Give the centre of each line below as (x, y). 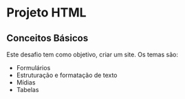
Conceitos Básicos (47, 38)
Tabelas (28, 90)
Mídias (26, 82)
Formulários (33, 68)
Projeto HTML (46, 13)
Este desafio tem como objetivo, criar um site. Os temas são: (92, 54)
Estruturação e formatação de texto (67, 75)
